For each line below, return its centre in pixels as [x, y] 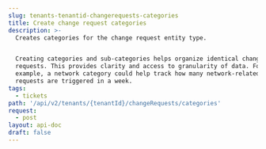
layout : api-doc [35, 125]
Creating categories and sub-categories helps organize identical [127, 59]
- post [26, 118]
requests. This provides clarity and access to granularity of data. [132, 67]
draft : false [30, 133]
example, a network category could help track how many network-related [138, 74]
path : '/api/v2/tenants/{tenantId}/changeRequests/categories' [115, 103]
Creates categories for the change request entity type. [111, 38]
